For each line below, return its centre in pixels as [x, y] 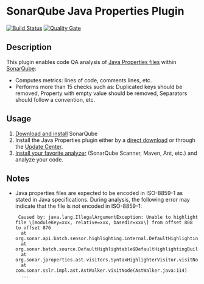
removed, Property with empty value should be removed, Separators [101, 93]
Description [29, 47]
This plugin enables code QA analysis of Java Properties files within [91, 62]
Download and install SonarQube [56, 133]
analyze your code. [39, 159]
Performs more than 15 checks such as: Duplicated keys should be [99, 87]
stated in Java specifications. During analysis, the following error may [102, 200]
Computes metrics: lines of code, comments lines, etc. [83, 80]
